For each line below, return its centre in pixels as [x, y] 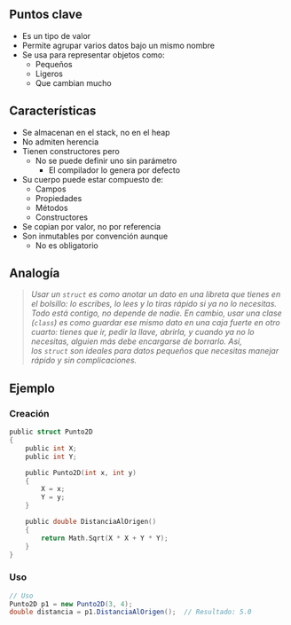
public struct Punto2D [51, 432]
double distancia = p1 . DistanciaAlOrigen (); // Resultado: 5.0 [130, 612]
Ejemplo [32, 388]
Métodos [51, 207]
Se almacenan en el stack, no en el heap [96, 132]
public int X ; [51, 448]
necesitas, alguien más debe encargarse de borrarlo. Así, [136, 341]
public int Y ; [51, 457]
